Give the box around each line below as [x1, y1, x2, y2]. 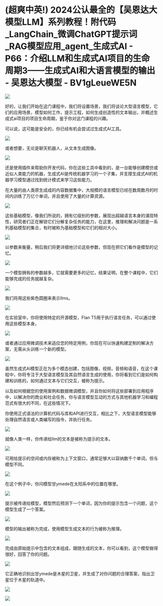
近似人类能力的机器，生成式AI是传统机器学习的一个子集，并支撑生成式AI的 [5, 170, 154, 176]
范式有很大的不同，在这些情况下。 [5, 400, 73, 406]
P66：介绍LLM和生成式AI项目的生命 [5, 53, 150, 64]
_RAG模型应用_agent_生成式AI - [5, 41, 133, 52]
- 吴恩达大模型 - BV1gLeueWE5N [5, 77, 137, 88]
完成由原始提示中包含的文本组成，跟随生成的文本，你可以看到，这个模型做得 [5, 545, 158, 551]
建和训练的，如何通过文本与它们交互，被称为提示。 [5, 377, 107, 384]
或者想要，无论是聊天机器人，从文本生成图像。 [5, 145, 98, 151]
